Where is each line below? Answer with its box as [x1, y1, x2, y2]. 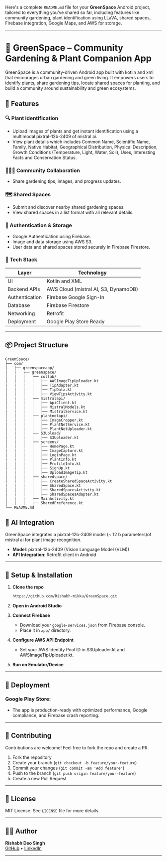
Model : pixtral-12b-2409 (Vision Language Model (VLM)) [12, 547, 130, 553]
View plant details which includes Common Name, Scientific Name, [12, 139, 150, 144]
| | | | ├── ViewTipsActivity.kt [5, 391, 92, 397]
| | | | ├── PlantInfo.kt [5, 457, 77, 462]
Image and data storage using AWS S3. [12, 239, 93, 245]
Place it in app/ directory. [19, 627, 71, 633]
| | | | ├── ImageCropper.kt [5, 418, 83, 423]
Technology [78, 269, 107, 276]
